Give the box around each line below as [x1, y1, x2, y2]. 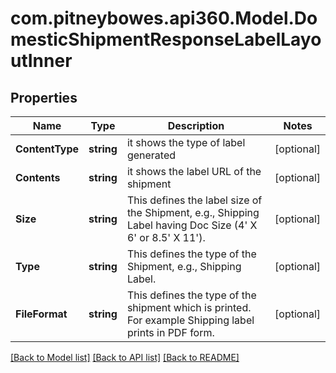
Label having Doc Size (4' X [126, 218, 258, 232]
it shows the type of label [126, 136, 246, 149]
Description [167, 119, 225, 132]
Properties [10, 89, 78, 106]
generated [126, 148, 177, 162]
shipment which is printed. [126, 301, 252, 314]
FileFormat [15, 307, 68, 321]
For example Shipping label [126, 313, 255, 327]
